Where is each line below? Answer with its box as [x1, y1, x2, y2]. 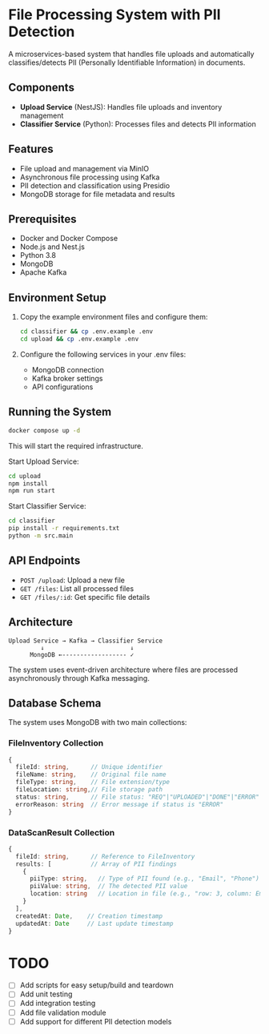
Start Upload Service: [8, 457, 79, 466]
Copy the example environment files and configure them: [19, 312, 208, 322]
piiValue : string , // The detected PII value [29, 883, 188, 891]
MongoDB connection [31, 364, 104, 374]
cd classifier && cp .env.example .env [19, 328, 154, 336]
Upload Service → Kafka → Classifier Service [8, 637, 163, 645]
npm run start [8, 487, 56, 495]
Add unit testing [19, 989, 73, 999]
